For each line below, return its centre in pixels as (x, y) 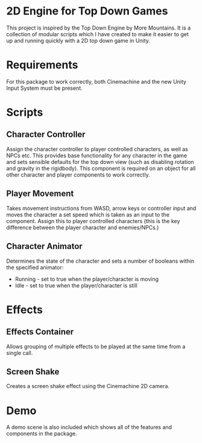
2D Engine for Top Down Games (87, 11)
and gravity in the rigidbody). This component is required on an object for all (101, 168)
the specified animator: (35, 267)
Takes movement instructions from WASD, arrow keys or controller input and (101, 208)
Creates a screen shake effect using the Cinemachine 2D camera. (88, 386)
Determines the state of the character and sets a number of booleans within (100, 261)
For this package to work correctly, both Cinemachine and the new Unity (96, 81)
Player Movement (40, 194)
